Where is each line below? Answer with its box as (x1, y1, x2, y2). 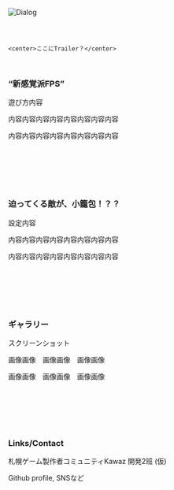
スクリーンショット (8, 338, 71, 347)
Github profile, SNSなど (8, 473, 85, 483)
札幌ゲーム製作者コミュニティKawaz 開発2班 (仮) (8, 457, 167, 466)
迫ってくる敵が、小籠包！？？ (8, 199, 120, 210)
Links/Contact (8, 437, 65, 448)
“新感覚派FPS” (8, 78, 65, 89)
